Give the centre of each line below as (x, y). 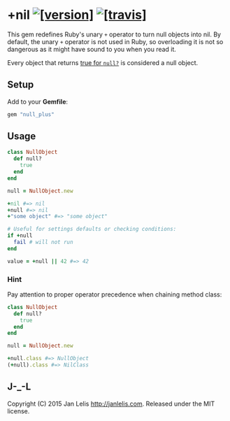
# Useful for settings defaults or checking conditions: (92, 229)
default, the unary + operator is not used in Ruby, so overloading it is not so (115, 41)
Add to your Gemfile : (38, 101)
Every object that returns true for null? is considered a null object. (103, 62)
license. (19, 411)
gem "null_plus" (31, 114)
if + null (20, 236)
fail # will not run (43, 242)
